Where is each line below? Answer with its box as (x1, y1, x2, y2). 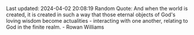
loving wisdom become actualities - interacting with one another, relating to (6, 17, 189, 24)
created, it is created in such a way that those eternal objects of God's (6, 11, 176, 18)
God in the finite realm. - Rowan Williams (6, 23, 104, 30)
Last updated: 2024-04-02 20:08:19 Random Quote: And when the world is (6, 5, 188, 12)
